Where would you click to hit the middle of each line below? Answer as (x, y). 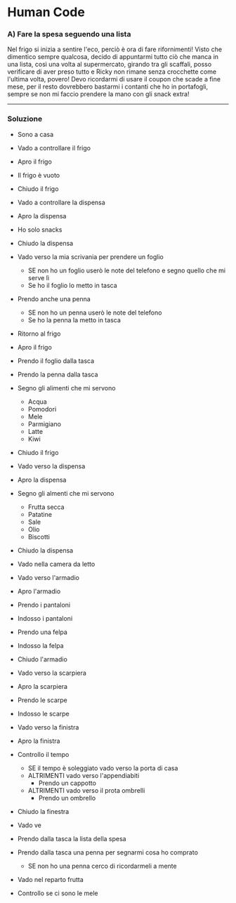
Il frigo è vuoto (39, 175)
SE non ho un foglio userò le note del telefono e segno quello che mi (127, 270)
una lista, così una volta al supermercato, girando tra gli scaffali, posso (110, 65)
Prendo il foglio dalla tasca (56, 361)
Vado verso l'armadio (48, 577)
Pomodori (42, 409)
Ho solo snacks (40, 230)
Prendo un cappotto (67, 783)
